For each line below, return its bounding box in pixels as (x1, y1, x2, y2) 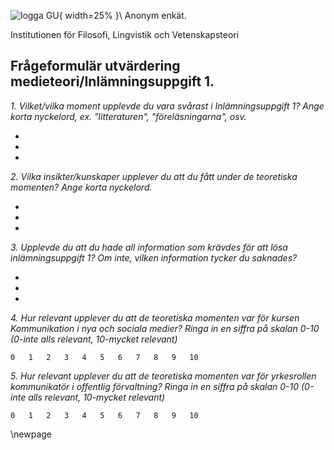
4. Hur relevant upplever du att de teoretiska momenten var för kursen (10, 311, 300, 324)
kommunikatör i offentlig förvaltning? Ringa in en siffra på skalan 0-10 (10, 380, 300, 392)
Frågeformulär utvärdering (10, 58, 181, 75)
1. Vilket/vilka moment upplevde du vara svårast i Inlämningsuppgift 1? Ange (10, 100, 325, 112)
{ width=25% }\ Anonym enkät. (58, 10, 187, 21)
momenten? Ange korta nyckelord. (10, 181, 153, 193)
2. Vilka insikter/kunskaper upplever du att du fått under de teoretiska (10, 170, 298, 182)
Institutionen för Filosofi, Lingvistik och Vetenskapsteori (10, 29, 240, 40)
